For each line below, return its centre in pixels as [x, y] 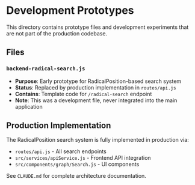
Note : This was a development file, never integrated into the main [96, 100]
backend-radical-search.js [46, 69]
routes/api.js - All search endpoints [60, 151]
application [29, 106]
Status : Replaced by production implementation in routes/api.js [95, 87]
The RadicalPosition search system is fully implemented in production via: [98, 140]
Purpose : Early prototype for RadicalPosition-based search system [98, 81]
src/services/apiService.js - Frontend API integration [83, 158]
